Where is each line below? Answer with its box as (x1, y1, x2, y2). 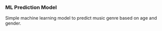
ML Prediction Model (5, 4, 57, 11)
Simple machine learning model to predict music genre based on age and (5, 15, 157, 21)
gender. (5, 20, 22, 26)
